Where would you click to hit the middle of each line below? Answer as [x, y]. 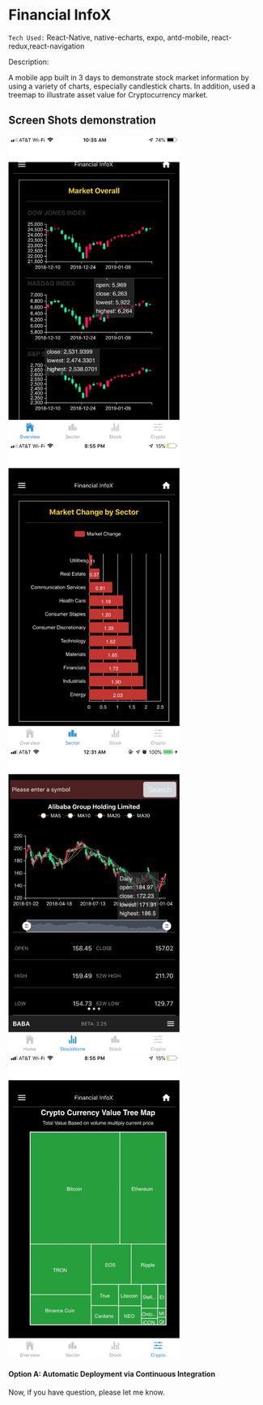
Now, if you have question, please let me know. [87, 1392]
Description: [29, 62]
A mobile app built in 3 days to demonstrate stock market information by [129, 77]
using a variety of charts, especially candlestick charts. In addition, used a [132, 86]
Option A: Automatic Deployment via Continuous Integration [112, 1374]
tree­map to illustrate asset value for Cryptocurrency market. [108, 94]
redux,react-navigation [47, 45]
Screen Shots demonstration [82, 121]
